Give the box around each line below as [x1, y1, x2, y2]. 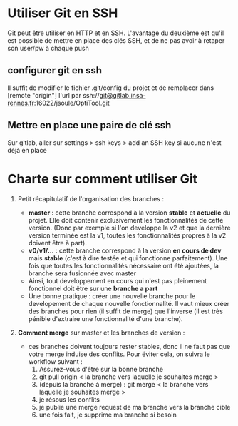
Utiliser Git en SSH [7, 5, 118, 21]
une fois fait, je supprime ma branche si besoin [38, 410, 177, 419]
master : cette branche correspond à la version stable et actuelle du [28, 208, 231, 217]
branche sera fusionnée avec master [28, 269, 137, 278]
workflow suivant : [28, 357, 83, 365]
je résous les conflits [38, 395, 100, 404]
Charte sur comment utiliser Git [7, 171, 198, 187]
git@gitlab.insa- [99, 91, 146, 99]
